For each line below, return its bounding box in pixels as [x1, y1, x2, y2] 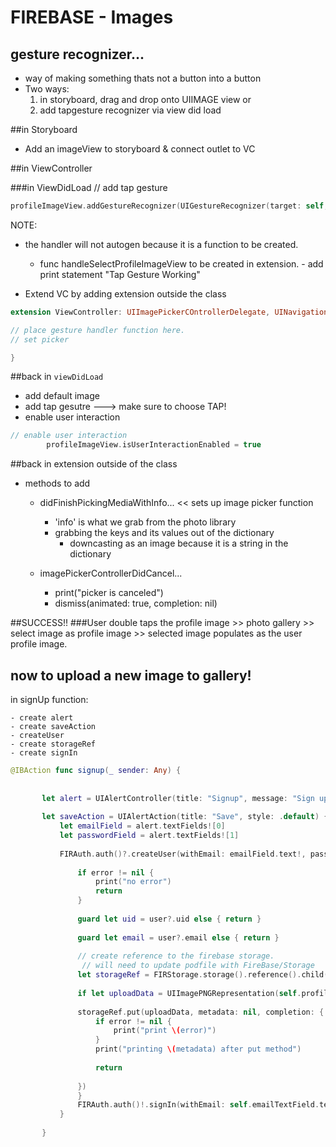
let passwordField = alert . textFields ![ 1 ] [59, 831, 240, 841]
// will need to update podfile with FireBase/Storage [81, 961, 315, 971]
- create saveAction [10, 721, 97, 731]
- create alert [10, 712, 74, 723]
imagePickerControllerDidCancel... [39, 567, 183, 580]
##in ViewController [10, 162, 93, 174]
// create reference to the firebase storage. [77, 951, 275, 961]
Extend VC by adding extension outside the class [24, 287, 227, 300]
